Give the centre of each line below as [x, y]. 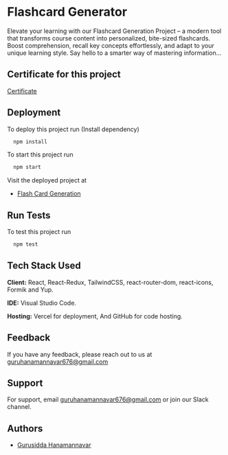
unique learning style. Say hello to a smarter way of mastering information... [114, 53]
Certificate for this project [64, 74]
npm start [27, 167]
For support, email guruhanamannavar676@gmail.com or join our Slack [108, 399]
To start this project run [40, 154]
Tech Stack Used [44, 266]
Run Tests [29, 215]
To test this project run [39, 232]
